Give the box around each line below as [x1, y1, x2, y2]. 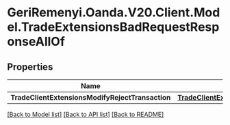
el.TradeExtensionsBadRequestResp [7, 19, 220, 35]
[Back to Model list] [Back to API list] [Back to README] [7, 111, 164, 118]
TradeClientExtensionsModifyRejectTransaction [10, 93, 171, 102]
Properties [7, 61, 53, 72]
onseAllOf [7, 34, 65, 49]
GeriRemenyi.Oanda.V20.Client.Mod [7, 5, 220, 20]
